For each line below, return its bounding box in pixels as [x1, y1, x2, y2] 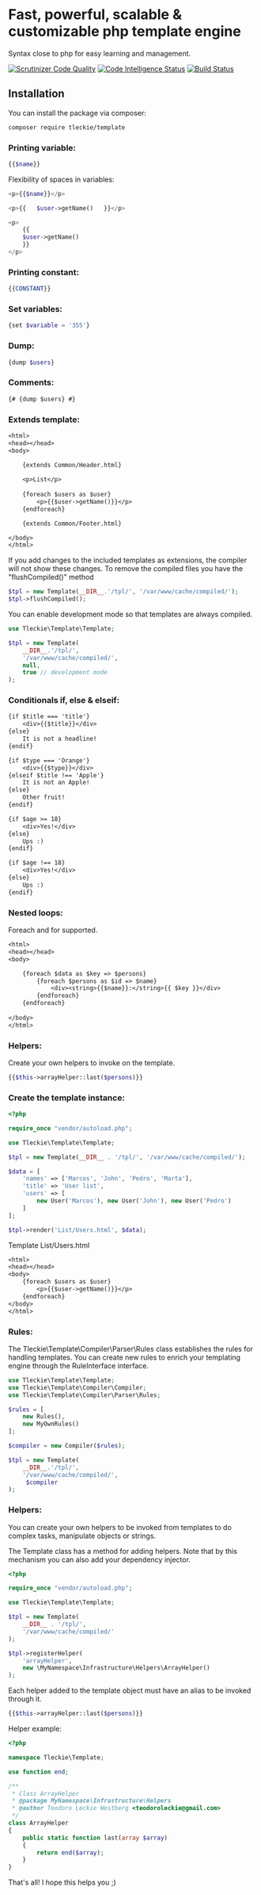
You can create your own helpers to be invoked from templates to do [8, 1522, 232, 1532]
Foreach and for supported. [8, 926, 98, 934]
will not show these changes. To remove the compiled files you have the [8, 564, 244, 573]
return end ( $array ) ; [36, 1848, 104, 1857]
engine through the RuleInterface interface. [8, 1360, 149, 1370]
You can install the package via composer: [8, 108, 146, 117]
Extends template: [8, 414, 81, 425]
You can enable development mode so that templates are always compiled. [8, 609, 253, 620]
